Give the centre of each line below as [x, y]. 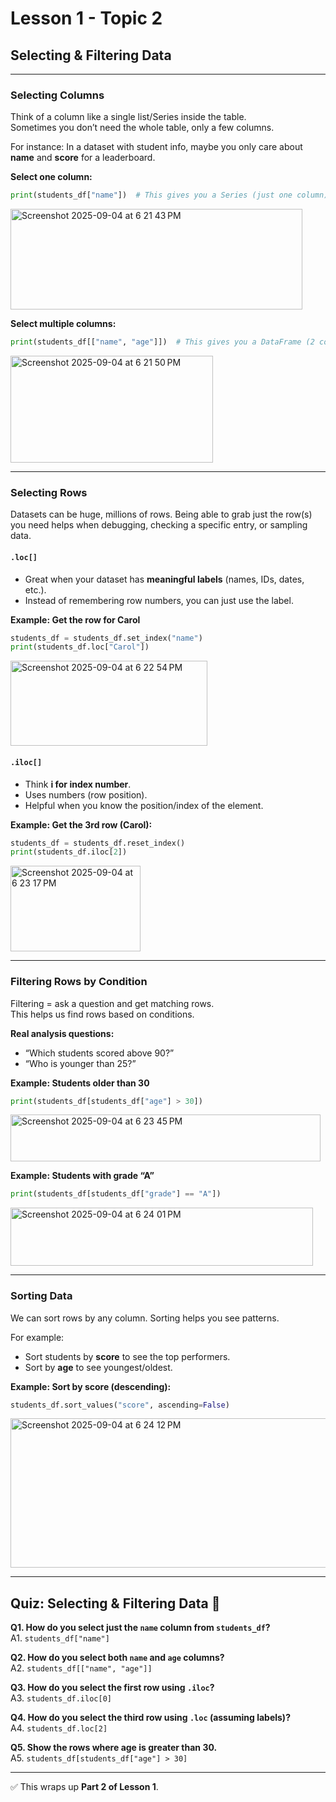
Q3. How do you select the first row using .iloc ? [112, 1688]
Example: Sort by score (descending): [91, 1386]
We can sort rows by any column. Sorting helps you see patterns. [145, 1318]
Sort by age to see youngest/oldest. [98, 1367]
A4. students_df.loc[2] [59, 1728]
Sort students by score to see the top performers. [127, 1356]
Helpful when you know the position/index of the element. [144, 805]
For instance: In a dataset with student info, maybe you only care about [156, 147]
